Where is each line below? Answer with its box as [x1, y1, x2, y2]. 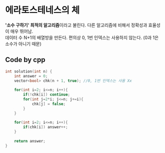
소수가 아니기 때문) [5, 40, 42, 46]
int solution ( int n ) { [5, 68, 52, 74]
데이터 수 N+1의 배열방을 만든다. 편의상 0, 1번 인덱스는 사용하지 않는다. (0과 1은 [5, 34, 159, 40]
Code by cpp [5, 55, 46, 64]
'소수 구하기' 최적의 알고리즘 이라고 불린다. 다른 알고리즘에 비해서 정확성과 [5, 22, 148, 28]
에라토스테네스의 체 [5, 4, 80, 16]
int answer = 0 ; [14, 73, 48, 78]
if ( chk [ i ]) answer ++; [23, 124, 68, 130]
